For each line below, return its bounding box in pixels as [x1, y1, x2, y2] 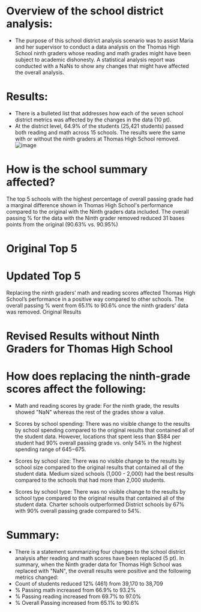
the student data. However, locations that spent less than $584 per [14, 433, 181, 440]
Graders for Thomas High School [6, 342, 173, 356]
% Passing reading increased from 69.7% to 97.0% [14, 593, 142, 600]
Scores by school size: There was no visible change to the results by [14, 458, 185, 465]
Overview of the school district [6, 4, 164, 18]
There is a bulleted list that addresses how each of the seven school [14, 109, 184, 117]
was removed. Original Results [6, 308, 82, 315]
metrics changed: [14, 574, 59, 581]
